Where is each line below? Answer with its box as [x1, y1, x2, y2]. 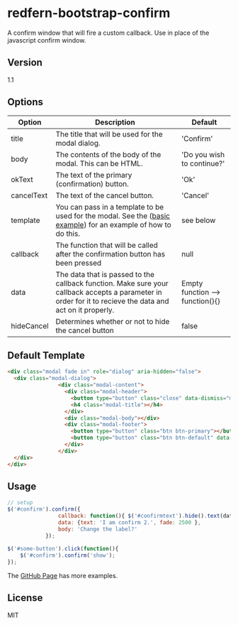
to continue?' [181, 158, 225, 168]
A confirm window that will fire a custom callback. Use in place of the [7, 28, 210, 37]
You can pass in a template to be [55, 202, 164, 212]
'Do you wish [181, 149, 225, 159]
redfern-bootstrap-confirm [7, 5, 171, 21]
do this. [55, 229, 80, 239]
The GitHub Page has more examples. [7, 572, 118, 580]
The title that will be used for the [55, 129, 163, 139]
